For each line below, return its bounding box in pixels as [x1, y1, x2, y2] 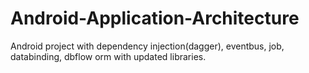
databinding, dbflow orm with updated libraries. [10, 50, 207, 62]
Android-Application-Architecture [10, 7, 300, 30]
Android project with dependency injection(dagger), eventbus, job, [10, 40, 285, 52]
